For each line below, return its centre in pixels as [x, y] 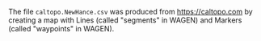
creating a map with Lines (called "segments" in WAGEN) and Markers [125, 20]
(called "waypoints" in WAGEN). [61, 29]
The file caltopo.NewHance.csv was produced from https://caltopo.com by [130, 12]
